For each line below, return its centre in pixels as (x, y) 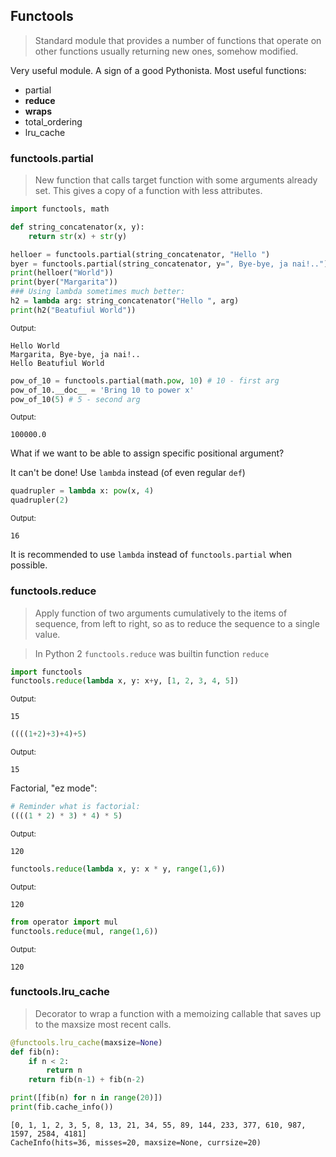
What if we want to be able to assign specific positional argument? (147, 453)
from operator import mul (64, 922)
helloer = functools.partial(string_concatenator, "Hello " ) (140, 254)
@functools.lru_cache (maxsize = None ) (86, 1042)
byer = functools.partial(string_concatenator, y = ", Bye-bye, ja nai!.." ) (169, 264)
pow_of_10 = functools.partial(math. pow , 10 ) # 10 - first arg (145, 380)
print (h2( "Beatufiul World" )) (73, 310)
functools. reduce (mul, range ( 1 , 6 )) (84, 931)
